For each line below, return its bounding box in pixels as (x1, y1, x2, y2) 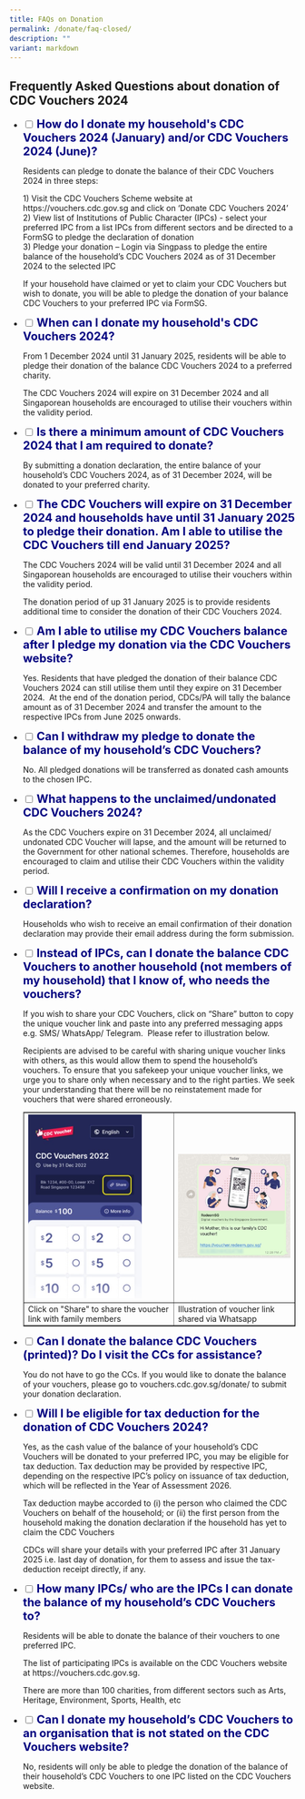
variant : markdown (9, 44, 79, 53)
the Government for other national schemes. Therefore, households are (22, 847, 290, 858)
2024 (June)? (22, 144, 98, 159)
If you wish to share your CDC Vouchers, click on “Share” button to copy (22, 1009, 294, 1020)
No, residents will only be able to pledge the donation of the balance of (22, 1762, 289, 1772)
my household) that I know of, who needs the (22, 973, 271, 988)
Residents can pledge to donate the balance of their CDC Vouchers (22, 166, 274, 177)
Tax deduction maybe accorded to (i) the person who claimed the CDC (22, 1498, 288, 1509)
